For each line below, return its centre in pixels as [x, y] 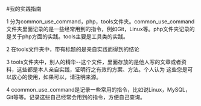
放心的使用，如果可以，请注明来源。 [56, 77]
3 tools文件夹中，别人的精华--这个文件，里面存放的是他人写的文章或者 [94, 62]
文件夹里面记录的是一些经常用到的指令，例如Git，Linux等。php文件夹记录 [98, 29]
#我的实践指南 [24, 9]
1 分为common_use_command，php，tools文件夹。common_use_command [101, 22]
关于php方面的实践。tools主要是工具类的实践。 [70, 37]
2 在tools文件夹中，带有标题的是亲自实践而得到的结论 [73, 49]
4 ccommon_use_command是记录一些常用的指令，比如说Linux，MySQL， [99, 90]
